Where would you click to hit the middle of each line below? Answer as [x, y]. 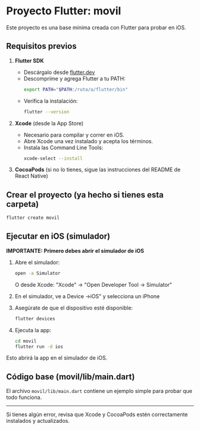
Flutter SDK [29, 60]
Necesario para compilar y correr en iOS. [74, 135]
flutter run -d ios [39, 347]
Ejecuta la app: [33, 330]
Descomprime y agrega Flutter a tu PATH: [75, 78]
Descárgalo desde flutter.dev [59, 72]
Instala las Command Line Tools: [63, 147]
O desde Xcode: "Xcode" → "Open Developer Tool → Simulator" [93, 284]
